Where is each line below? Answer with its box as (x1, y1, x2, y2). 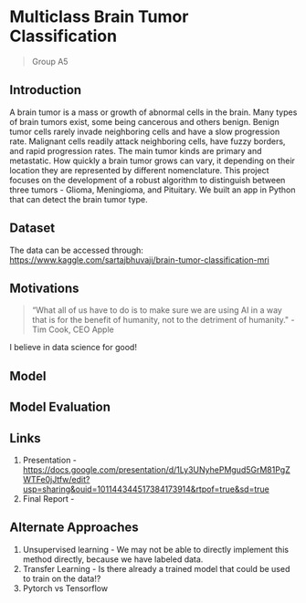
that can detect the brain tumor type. (9, 193, 148, 204)
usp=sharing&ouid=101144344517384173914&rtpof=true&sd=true (22, 483, 269, 494)
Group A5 (31, 56, 69, 67)
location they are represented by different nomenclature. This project (9, 164, 269, 175)
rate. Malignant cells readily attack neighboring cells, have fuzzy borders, (9, 135, 286, 147)
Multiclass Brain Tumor (9, 6, 189, 27)
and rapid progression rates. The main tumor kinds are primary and (9, 145, 262, 156)
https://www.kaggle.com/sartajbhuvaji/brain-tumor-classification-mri (9, 254, 269, 265)
